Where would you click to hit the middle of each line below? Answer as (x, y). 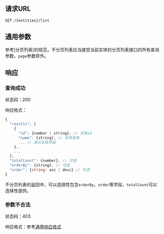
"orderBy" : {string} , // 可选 (40, 166)
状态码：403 (18, 216)
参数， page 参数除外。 (27, 56)
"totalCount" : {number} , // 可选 (43, 161)
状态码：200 (18, 100)
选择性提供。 (18, 191)
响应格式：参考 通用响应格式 (33, 227)
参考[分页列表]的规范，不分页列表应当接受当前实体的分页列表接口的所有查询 (82, 50)
